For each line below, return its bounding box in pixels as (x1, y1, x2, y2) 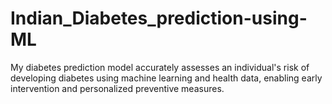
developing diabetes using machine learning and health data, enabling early (10, 72, 323, 84)
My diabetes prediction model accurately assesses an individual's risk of (10, 61, 310, 73)
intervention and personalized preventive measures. (10, 82, 225, 94)
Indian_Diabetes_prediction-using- (10, 7, 308, 30)
